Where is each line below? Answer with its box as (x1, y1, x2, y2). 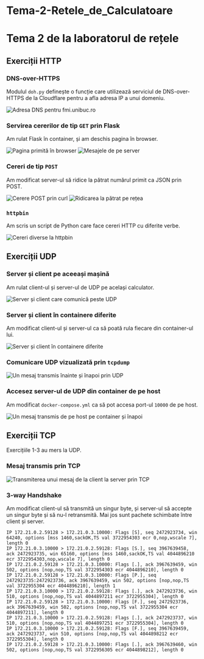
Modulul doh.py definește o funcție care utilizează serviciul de (6, 88, 161, 95)
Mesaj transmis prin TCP (6, 461, 81, 470)
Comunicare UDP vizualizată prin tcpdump (6, 358, 130, 366)
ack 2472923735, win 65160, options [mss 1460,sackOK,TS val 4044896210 (6, 550, 195, 557)
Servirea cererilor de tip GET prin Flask (6, 121, 120, 130)
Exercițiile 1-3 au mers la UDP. (6, 446, 82, 454)
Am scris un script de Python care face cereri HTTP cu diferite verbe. (6, 222, 181, 229)
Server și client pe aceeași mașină (6, 269, 110, 278)
